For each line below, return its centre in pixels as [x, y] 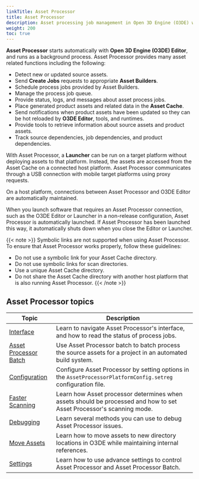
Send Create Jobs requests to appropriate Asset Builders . [86, 81]
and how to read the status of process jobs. [116, 335]
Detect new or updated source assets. [61, 75]
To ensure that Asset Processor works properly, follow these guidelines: [94, 246]
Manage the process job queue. [54, 94]
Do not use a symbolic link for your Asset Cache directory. [86, 258]
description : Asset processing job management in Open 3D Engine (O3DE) [98, 22]
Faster [18, 397]
